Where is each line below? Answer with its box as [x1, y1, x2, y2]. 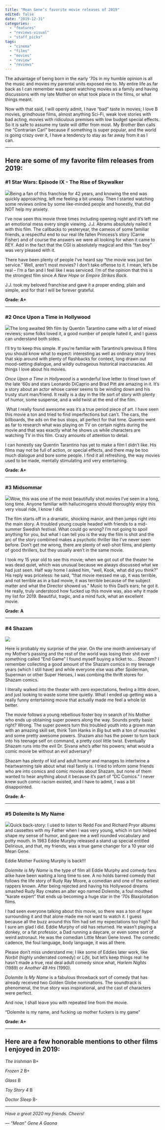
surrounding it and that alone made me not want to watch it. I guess [5, 913, 142, 919]
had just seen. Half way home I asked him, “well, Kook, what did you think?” [5, 567, 158, 573]
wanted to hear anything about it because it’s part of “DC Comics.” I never [5, 773, 155, 779]
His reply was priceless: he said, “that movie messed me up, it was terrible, [5, 572, 157, 578]
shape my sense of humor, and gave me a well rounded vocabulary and [5, 833, 150, 838]
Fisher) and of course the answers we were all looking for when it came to [5, 237, 155, 243]
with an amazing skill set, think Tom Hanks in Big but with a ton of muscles [5, 727, 156, 733]
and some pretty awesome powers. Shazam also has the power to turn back [5, 732, 160, 738]
